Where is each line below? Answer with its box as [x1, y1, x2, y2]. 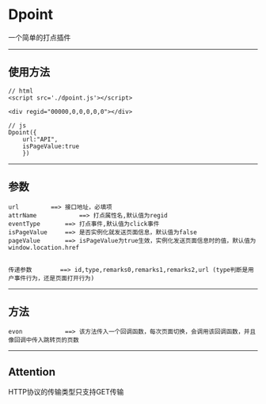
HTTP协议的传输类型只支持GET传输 [8, 387, 124, 397]
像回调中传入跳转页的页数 [8, 336, 79, 345]
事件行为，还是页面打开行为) [13, 274, 95, 282]
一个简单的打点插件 [8, 32, 71, 42]
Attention [8, 365, 55, 379]
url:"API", [22, 135, 59, 143]
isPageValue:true [22, 142, 80, 150]
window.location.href [8, 244, 80, 251]
